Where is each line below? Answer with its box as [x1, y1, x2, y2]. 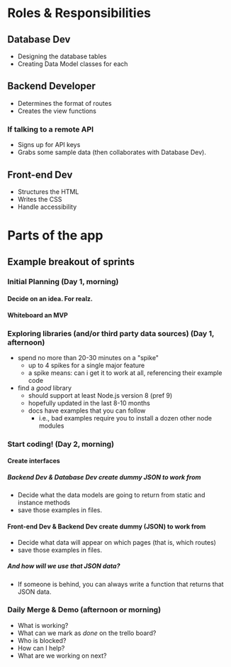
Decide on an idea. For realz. [7, 295, 94, 303]
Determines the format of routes [17, 99, 112, 107]
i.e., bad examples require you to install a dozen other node [38, 413, 213, 422]
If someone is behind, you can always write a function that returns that [17, 580, 225, 588]
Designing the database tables [17, 52, 107, 60]
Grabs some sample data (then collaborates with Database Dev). [17, 148, 207, 157]
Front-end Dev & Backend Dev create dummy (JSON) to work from [7, 522, 206, 531]
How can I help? [17, 644, 65, 652]
